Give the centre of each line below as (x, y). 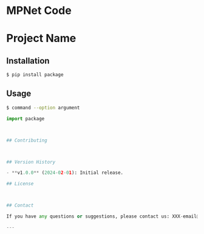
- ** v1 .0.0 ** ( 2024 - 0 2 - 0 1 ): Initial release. (65, 173)
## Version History (31, 162)
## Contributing (27, 140)
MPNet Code (39, 11)
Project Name (41, 39)
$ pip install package (35, 75)
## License (20, 184)
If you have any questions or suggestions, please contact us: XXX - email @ (103, 216)
